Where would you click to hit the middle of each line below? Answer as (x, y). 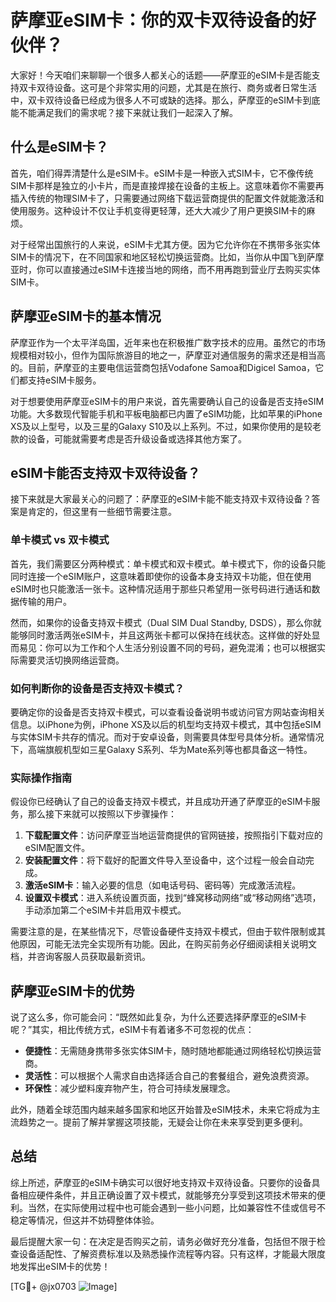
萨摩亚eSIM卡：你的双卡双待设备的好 (163, 20)
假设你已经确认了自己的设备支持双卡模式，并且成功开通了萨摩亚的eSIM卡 (161, 802)
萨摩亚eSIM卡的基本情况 (86, 316)
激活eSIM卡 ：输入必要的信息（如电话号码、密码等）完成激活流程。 (163, 885)
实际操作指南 (41, 778)
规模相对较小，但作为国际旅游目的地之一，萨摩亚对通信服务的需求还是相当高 (168, 355)
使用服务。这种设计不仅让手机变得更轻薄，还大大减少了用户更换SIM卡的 (158, 210)
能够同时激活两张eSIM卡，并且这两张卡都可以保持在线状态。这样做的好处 (161, 635)
